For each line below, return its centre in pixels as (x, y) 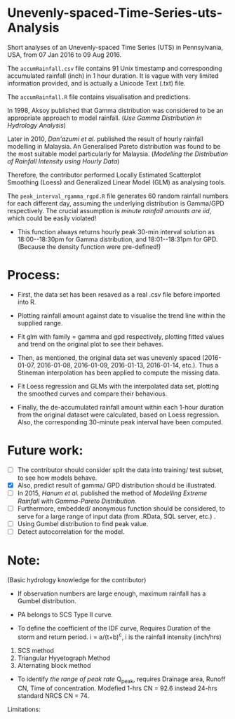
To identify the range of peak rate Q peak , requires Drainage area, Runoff (121, 680)
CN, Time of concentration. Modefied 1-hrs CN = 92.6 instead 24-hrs (117, 688)
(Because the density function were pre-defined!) (89, 246)
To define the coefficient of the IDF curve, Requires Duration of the (114, 629)
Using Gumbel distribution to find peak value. (83, 524)
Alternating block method (54, 665)
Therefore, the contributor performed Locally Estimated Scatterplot (104, 175)
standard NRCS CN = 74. (53, 695)
